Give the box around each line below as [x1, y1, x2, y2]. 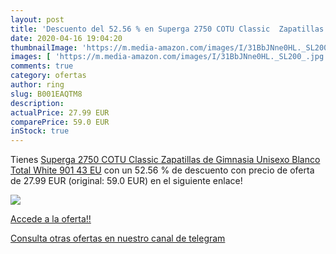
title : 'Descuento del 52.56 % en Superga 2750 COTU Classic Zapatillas [10, 24, 325, 34]
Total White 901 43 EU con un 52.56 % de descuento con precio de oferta [10, 164, 315, 176]
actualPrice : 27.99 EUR [10, 107, 110, 118]
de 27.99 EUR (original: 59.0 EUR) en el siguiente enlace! [10, 175, 243, 187]
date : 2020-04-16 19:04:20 [10, 33, 123, 43]
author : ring [10, 80, 65, 90]
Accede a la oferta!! [10, 213, 92, 225]
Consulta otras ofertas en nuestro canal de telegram [10, 232, 226, 245]
